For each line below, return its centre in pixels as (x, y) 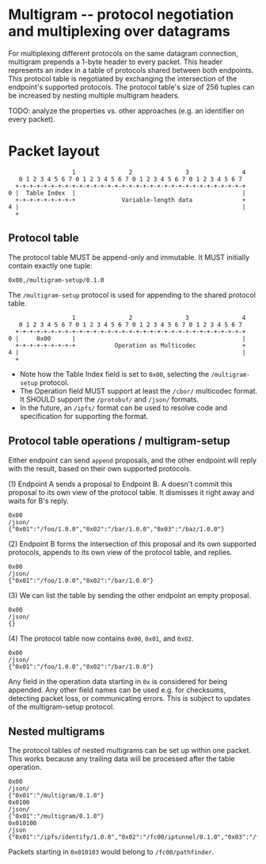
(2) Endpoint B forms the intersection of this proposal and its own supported (133, 543)
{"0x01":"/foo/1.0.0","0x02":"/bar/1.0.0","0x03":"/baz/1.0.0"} (116, 529)
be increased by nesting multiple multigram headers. (94, 95)
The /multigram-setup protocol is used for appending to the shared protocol (132, 295)
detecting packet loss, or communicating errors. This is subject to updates (129, 698)
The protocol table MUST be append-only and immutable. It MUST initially (129, 257)
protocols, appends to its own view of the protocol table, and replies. (120, 552)
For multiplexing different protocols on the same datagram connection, (123, 53)
